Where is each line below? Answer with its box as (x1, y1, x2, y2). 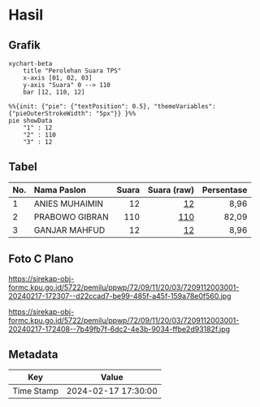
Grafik (8, 38, 41, 52)
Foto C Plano (8, 252, 74, 266)
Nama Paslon (33, 184, 87, 195)
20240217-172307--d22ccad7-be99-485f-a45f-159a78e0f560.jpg (8, 291, 232, 300)
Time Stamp (12, 385, 59, 396)
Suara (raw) (147, 184, 195, 195)
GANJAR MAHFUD (33, 224, 106, 235)
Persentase (201, 184, 248, 195)
